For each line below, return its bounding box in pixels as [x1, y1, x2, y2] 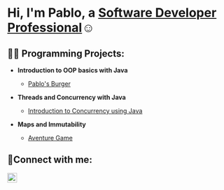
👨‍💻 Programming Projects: [7, 47, 125, 59]
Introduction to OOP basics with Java [17, 66, 128, 74]
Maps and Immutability [17, 120, 86, 129]
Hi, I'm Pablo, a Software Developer [7, 5, 217, 21]
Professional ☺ [7, 20, 95, 36]
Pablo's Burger [27, 80, 71, 88]
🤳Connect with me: [7, 154, 92, 166]
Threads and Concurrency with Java [17, 93, 126, 101]
